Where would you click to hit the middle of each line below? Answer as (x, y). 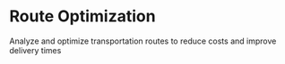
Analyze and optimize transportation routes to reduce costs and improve (143, 41)
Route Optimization (82, 16)
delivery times (35, 50)
